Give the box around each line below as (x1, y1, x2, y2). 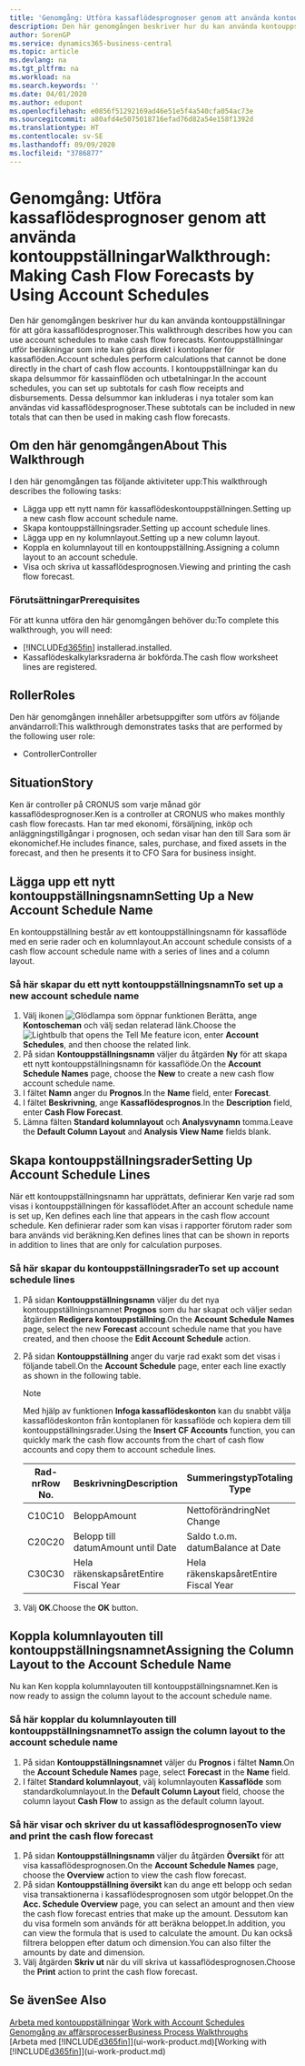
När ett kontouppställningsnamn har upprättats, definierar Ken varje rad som (9, 1191, 295, 1202)
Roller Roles (9, 688, 75, 704)
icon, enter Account (182, 1029, 259, 1040)
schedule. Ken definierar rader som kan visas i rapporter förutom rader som (9, 1220, 292, 1231)
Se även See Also (9, 1992, 107, 2008)
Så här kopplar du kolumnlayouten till (9, 1713, 177, 1726)
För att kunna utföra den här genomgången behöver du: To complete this (9, 614, 280, 625)
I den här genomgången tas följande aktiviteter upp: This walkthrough (9, 476, 268, 487)
